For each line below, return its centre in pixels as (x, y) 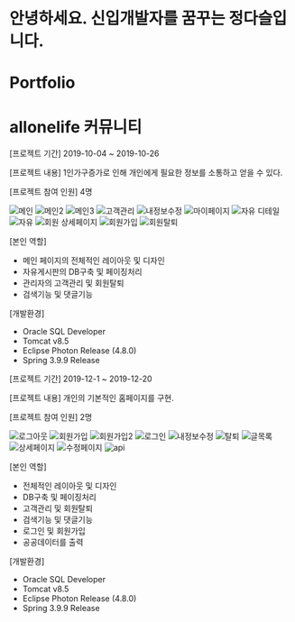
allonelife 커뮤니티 (76, 127)
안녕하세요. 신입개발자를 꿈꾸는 (117, 18)
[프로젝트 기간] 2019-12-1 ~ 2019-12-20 (81, 379)
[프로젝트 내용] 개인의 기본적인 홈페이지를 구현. (92, 398)
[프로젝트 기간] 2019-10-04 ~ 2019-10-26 (84, 153)
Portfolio (42, 83)
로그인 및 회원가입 (54, 531)
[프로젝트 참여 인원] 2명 (51, 417)
